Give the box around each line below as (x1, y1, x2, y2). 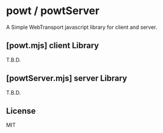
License (6, 106, 36, 116)
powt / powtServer (6, 4, 100, 18)
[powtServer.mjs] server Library (6, 74, 128, 84)
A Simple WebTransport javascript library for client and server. (6, 24, 158, 31)
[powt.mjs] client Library (6, 41, 99, 51)
